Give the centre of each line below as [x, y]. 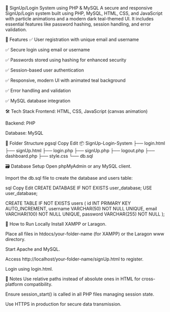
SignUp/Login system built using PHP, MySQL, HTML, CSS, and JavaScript [84, 13]
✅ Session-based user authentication [45, 70]
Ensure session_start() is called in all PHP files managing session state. [80, 294]
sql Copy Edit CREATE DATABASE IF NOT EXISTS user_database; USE [79, 188]
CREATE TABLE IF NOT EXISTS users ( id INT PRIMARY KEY [68, 203]
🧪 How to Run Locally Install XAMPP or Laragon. [56, 224]
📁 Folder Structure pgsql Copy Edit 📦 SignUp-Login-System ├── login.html [85, 143]
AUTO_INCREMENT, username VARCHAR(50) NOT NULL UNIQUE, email [81, 209]
